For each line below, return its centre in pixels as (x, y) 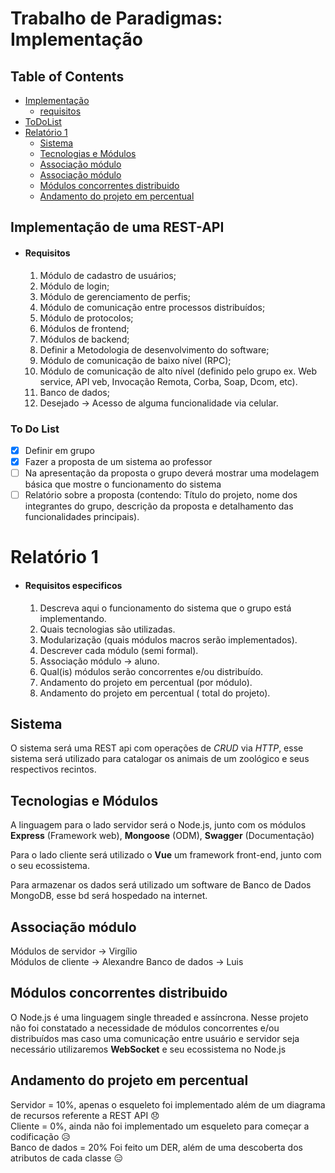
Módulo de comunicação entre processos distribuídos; (152, 307)
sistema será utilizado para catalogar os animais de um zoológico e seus (160, 759)
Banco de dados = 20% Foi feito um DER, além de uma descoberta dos (156, 1147)
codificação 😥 (40, 1136)
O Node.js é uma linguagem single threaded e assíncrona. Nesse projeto (159, 1017)
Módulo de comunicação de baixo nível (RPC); (135, 360)
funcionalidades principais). (82, 517)
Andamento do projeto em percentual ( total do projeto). (155, 693)
